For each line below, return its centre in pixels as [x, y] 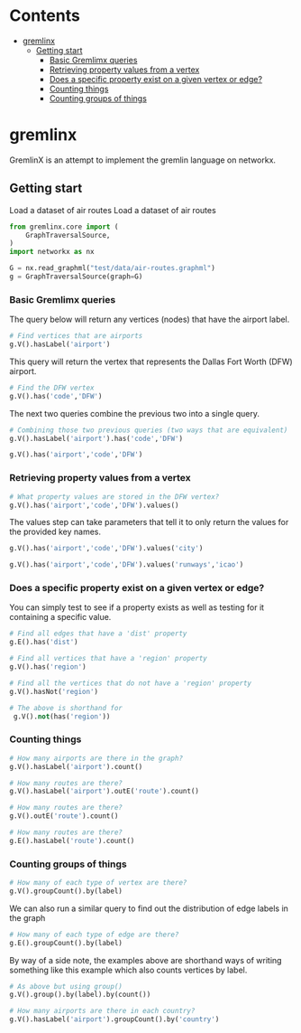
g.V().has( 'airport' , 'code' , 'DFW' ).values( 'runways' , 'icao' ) [127, 565]
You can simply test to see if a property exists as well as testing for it [137, 607]
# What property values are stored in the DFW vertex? [114, 497]
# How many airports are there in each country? [102, 1011]
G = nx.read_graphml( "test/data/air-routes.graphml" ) [113, 268]
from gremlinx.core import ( [64, 227]
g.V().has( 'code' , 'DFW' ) [56, 396]
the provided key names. [55, 532]
